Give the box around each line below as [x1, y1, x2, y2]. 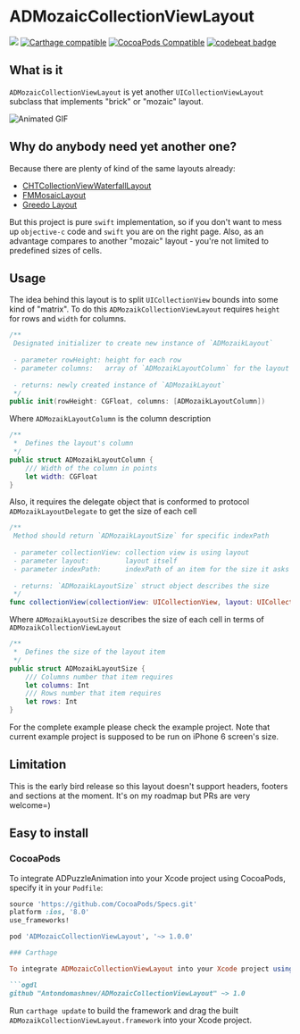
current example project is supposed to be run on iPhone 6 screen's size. [9, 731, 279, 742]
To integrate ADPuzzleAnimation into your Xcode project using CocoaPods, [9, 872, 286, 883]
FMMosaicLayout [21, 189, 87, 200]
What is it [9, 63, 63, 78]
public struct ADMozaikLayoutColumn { [9, 455, 154, 464]
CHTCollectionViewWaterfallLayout [21, 180, 152, 191]
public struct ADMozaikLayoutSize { [9, 663, 146, 673]
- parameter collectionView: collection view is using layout [12, 548, 250, 557]
